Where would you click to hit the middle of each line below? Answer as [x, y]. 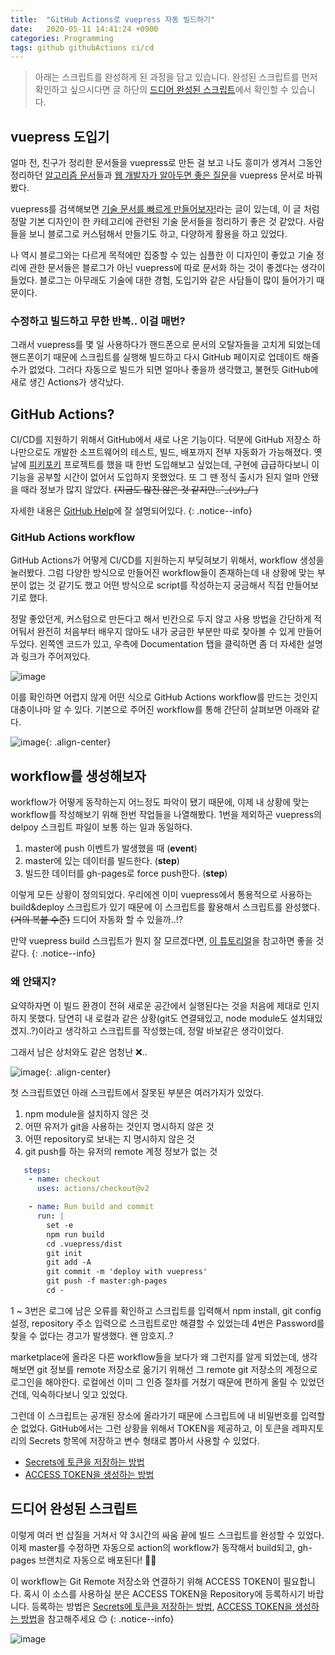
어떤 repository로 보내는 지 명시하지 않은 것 [109, 1138]
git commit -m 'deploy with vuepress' [127, 1272]
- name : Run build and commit [91, 1207]
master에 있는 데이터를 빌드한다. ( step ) [102, 861]
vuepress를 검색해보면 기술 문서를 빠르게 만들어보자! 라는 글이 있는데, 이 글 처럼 [165, 209]
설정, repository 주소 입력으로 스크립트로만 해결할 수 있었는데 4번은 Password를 [167, 1323]
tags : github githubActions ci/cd [82, 47]
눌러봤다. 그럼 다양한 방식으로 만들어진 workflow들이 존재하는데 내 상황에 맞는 [162, 573]
